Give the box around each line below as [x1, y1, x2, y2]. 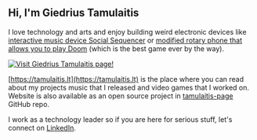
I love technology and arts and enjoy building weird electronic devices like [8, 27, 247, 36]
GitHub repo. [8, 99, 49, 109]
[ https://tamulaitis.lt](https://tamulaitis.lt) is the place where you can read [8, 74, 244, 83]
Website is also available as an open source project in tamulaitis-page [8, 90, 233, 101]
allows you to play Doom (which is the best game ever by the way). [8, 43, 225, 53]
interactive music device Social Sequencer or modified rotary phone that [8, 35, 243, 45]
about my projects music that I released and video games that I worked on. [8, 83, 249, 92]
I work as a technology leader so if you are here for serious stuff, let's [8, 114, 233, 124]
